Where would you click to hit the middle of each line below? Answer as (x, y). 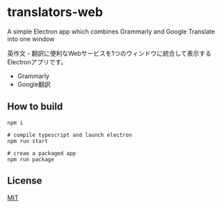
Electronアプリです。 (37, 62)
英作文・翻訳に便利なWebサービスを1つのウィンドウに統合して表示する (110, 53)
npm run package (31, 159)
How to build (35, 106)
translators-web (55, 12)
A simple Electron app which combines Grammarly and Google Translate (111, 31)
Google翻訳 (34, 84)
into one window (31, 38)
